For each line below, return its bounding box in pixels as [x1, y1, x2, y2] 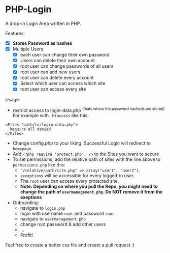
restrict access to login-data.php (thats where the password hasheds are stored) [12, 106, 165, 113]
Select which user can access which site [20, 80, 106, 87]
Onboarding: [12, 200, 39, 206]
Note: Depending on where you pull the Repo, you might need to [20, 183, 158, 189]
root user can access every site [20, 86, 86, 92]
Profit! [20, 232, 33, 238]
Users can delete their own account [20, 58, 95, 64]
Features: [5, 30, 25, 36]
